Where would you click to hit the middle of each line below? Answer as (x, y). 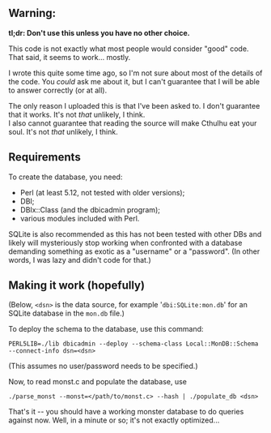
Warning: (32, 13)
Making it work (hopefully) (77, 286)
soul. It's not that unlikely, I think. (64, 131)
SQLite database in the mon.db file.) (67, 313)
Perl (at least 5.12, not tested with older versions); (102, 192)
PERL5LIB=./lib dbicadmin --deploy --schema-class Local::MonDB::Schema (133, 344)
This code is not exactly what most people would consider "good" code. (129, 49)
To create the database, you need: (66, 177)
